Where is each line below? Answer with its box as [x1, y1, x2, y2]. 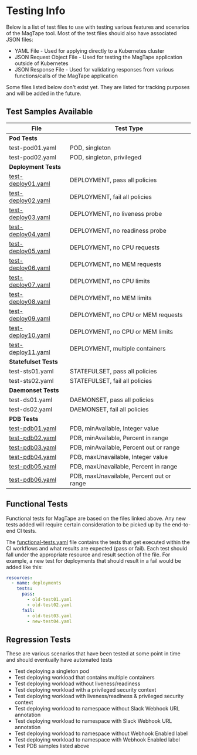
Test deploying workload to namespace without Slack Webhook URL [14, 705, 180, 712]
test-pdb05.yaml [9, 462, 57, 470]
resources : [6, 574, 33, 581]
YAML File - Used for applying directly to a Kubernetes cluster [14, 47, 165, 54]
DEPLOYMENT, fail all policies [70, 192, 152, 200]
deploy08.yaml [9, 297, 50, 305]
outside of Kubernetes [14, 60, 69, 67]
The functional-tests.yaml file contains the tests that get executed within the [6, 538, 191, 546]
